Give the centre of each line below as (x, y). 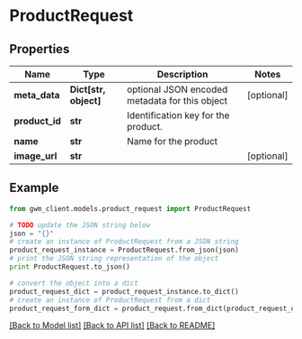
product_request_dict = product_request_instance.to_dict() (124, 291)
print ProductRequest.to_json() (70, 267)
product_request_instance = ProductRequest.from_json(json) (124, 250)
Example (34, 188)
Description (182, 74)
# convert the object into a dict (74, 283)
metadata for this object (177, 101)
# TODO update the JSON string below (80, 225)
